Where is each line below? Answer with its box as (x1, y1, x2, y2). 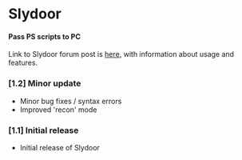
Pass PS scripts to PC (8, 31, 81, 41)
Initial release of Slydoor (19, 142, 100, 152)
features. (8, 58, 38, 68)
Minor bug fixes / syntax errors (19, 96, 122, 106)
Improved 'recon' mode (19, 105, 97, 114)
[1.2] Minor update (8, 78, 81, 89)
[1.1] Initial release (8, 125, 79, 136)
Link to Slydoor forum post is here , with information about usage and (8, 50, 234, 59)
